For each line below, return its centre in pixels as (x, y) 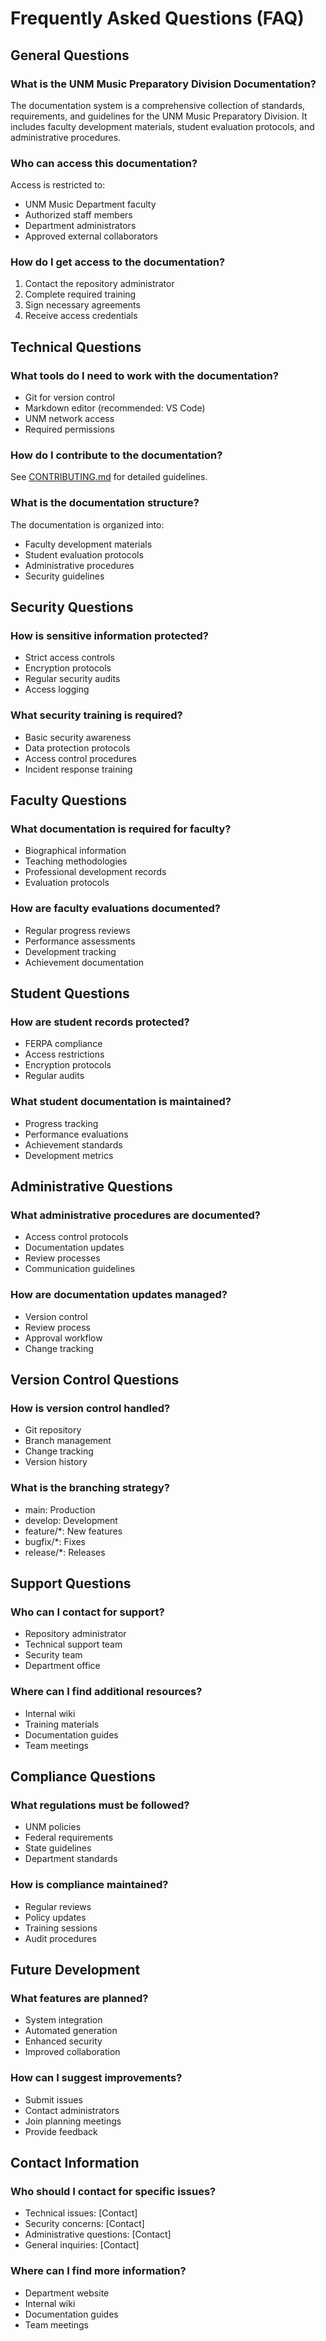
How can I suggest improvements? (96, 2078)
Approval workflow (63, 1338)
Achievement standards (73, 1144)
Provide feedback (61, 2131)
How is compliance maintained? (89, 1885)
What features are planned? (79, 1998)
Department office (62, 1666)
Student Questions (70, 993)
